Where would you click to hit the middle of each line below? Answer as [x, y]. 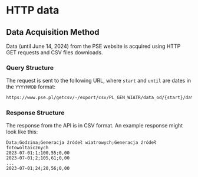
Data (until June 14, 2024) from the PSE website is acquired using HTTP [93, 46]
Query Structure [30, 67]
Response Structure [35, 113]
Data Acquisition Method [53, 32]
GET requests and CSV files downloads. [55, 53]
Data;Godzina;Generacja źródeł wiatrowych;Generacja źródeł [82, 143]
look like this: [22, 132]
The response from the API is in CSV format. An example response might [95, 126]
